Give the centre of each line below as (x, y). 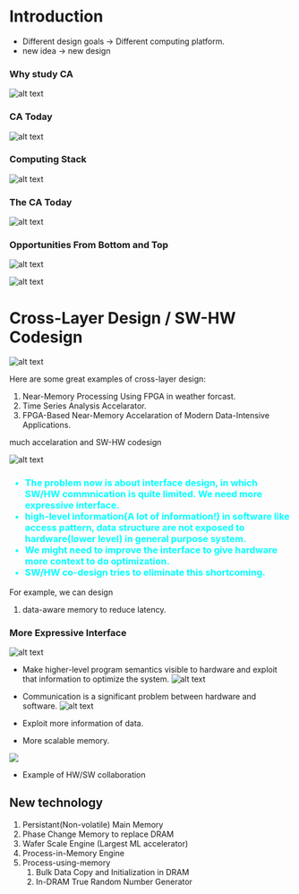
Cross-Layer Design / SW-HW (123, 318)
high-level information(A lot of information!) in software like (157, 517)
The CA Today (41, 202)
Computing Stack (48, 159)
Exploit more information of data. (83, 723)
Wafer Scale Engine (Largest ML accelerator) (105, 843)
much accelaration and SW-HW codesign (85, 443)
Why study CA (42, 73)
